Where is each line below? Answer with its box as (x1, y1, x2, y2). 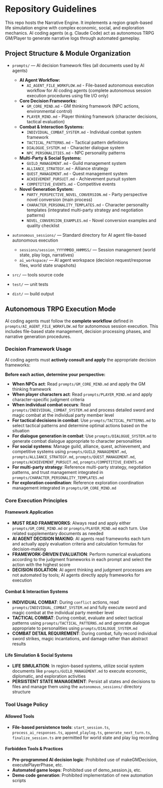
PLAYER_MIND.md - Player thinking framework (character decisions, (26, 113, 158, 119)
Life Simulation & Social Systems (5, 652, 73, 658)
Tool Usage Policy (5, 701, 49, 708)
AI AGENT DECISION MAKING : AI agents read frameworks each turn (12, 536, 150, 541)
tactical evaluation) (26, 118, 65, 124)
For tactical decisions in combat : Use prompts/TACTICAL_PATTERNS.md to (12, 417, 156, 423)
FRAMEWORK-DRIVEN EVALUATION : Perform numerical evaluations (12, 551, 151, 557)
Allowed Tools (5, 713, 35, 719)
